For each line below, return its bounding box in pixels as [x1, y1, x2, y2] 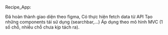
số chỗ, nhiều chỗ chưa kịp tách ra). [5, 24, 80, 30]
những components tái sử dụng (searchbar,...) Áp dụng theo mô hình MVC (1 [5, 19, 163, 25]
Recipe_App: [5, 4, 32, 10]
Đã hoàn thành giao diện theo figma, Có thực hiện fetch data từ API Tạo [5, 14, 153, 19]
